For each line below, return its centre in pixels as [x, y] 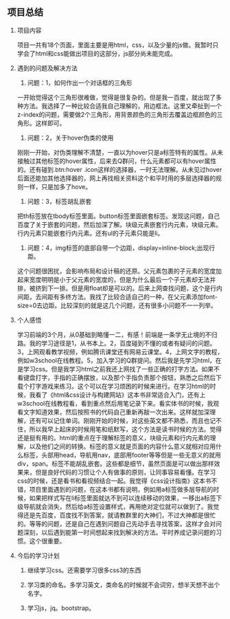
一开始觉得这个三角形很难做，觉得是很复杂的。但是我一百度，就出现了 [116, 97]
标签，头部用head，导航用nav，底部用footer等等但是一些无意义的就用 [122, 455]
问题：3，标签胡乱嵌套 [59, 201]
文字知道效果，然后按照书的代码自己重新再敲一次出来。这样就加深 [116, 412]
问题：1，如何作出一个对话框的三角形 [80, 83]
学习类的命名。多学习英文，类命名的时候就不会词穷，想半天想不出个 [124, 585]
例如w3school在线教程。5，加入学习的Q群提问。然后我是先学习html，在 [119, 360]
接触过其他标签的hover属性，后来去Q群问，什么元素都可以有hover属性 [117, 161]
